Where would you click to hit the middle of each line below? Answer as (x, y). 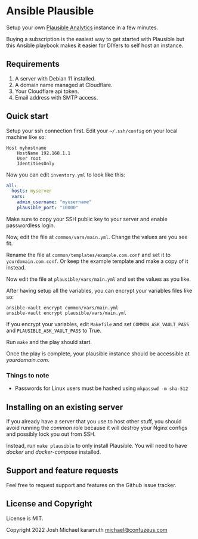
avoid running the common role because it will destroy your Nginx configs (97, 428)
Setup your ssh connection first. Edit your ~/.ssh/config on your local (92, 131)
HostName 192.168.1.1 (44, 153)
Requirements (33, 64)
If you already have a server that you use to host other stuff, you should (94, 422)
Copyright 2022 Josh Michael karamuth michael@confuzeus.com (87, 529)
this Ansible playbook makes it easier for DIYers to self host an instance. (95, 45)
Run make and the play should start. (49, 342)
